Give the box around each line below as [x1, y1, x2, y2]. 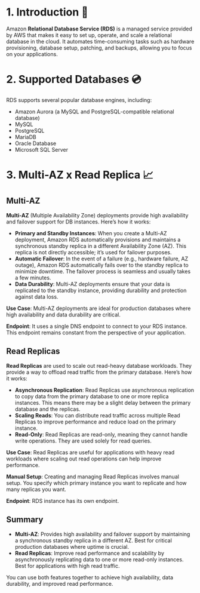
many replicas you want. [6, 486, 67, 493]
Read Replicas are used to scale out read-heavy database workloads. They [6, 362, 192, 369]
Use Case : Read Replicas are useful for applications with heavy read [6, 448, 175, 456]
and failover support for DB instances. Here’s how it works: [6, 218, 151, 225]
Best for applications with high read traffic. [14, 562, 120, 569]
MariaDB [14, 133, 37, 140]
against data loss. [14, 293, 59, 300]
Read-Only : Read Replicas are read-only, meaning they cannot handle [14, 431, 188, 438]
